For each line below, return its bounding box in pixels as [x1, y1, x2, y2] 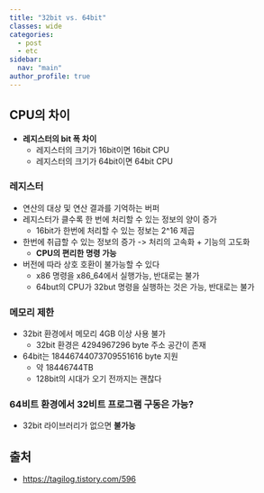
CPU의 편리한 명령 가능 [35, 247, 117, 258]
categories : [9, 30, 54, 39]
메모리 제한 [9, 306, 55, 318]
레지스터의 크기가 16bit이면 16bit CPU [35, 144, 169, 155]
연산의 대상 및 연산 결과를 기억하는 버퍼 [22, 202, 160, 213]
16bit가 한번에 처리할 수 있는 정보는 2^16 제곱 [35, 224, 196, 235]
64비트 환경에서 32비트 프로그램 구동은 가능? [9, 398, 194, 411]
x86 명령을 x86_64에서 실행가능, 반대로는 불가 [35, 269, 200, 280]
